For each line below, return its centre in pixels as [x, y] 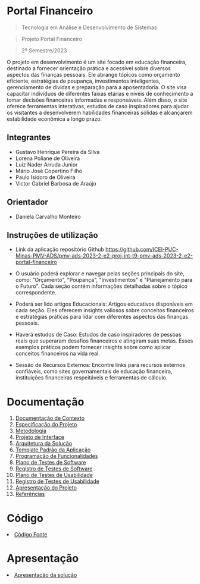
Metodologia [31, 431]
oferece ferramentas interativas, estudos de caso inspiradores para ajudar [98, 106]
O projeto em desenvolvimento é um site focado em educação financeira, [97, 62]
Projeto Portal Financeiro [52, 39]
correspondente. [36, 293]
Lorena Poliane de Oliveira [48, 158]
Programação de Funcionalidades [57, 456]
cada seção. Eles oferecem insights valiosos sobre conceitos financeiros [104, 310]
